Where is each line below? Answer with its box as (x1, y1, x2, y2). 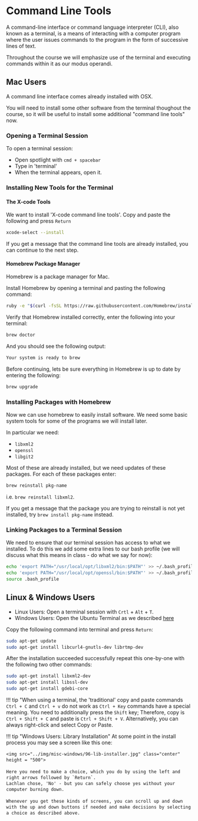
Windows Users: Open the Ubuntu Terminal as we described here (14, 614, 174, 621)
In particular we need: (6, 429, 60, 436)
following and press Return (6, 217, 71, 225)
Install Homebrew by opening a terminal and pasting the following (6, 285, 166, 292)
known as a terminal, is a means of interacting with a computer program (6, 29, 181, 37)
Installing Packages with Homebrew (6, 398, 111, 406)
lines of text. (6, 42, 37, 50)
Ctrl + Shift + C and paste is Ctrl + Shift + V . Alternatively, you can (6, 715, 179, 723)
